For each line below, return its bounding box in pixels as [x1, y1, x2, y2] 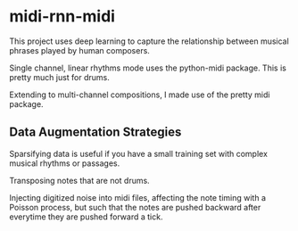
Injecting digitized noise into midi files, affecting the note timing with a [9, 192, 266, 202]
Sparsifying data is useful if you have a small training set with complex [9, 148, 268, 159]
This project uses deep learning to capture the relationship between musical [9, 36, 290, 46]
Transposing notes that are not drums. [9, 175, 150, 186]
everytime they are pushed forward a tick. [9, 211, 163, 222]
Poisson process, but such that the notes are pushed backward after [9, 202, 261, 212]
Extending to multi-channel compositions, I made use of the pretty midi [9, 89, 270, 100]
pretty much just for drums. [9, 71, 110, 82]
